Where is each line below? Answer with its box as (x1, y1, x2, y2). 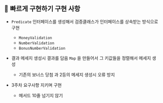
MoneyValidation (18, 35, 52, 40)
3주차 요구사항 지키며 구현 (11, 82, 62, 88)
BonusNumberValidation (18, 46, 66, 51)
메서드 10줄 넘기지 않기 (18, 92, 63, 98)
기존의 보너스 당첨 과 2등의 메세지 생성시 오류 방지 (18, 72, 115, 77)
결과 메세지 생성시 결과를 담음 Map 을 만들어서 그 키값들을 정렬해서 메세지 (11, 55, 151, 61)
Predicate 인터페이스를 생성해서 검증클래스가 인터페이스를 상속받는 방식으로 (11, 19, 159, 25)
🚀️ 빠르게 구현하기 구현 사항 (4, 4, 81, 13)
